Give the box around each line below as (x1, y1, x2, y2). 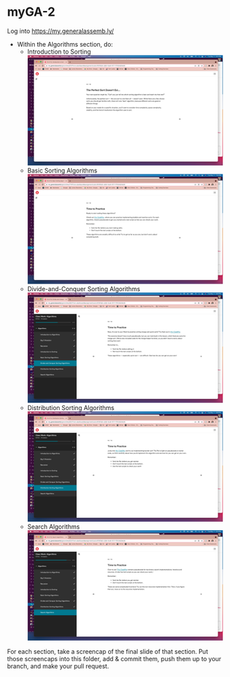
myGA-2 (7, 4, 56, 20)
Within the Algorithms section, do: (16, 40, 113, 48)
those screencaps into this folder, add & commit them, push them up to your (7, 654, 222, 663)
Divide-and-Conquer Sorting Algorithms (27, 285, 140, 293)
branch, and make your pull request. (7, 662, 110, 670)
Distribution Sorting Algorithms (27, 404, 115, 412)
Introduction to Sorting (27, 47, 91, 56)
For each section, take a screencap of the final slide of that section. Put (7, 647, 209, 656)
